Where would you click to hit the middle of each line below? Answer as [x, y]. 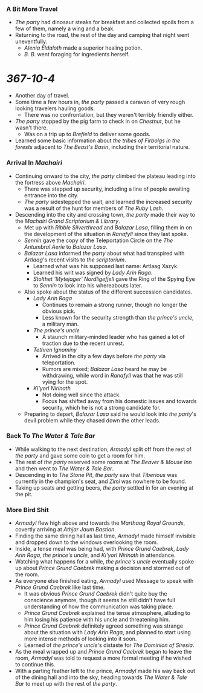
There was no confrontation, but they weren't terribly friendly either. [109, 115]
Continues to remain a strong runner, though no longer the [114, 304]
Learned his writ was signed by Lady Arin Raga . [93, 272]
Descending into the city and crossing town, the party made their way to [105, 214]
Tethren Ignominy [55, 349]
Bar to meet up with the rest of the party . [66, 684]
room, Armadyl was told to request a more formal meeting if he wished [103, 658]
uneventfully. [31, 42]
